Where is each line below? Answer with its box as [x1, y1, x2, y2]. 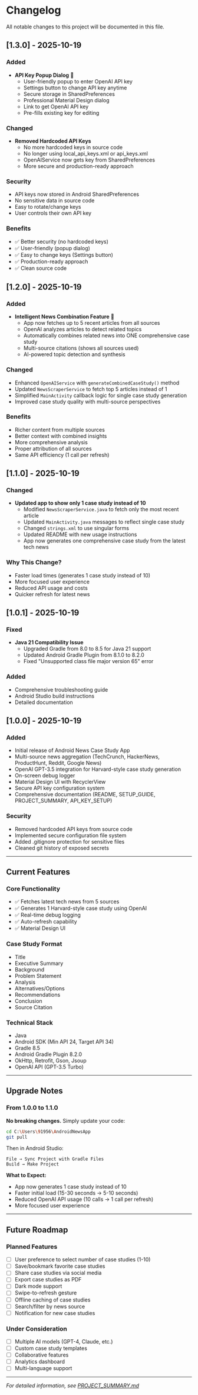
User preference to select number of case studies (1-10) [14, 1256, 151, 1263]
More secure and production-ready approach [23, 162, 134, 169]
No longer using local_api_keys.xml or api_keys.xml [23, 150, 148, 157]
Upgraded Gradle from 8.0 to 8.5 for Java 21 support [23, 645, 151, 653]
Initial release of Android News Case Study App [14, 747, 130, 754]
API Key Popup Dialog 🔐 [14, 72, 74, 79]
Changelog [6, 4, 61, 17]
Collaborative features [14, 1351, 69, 1358]
